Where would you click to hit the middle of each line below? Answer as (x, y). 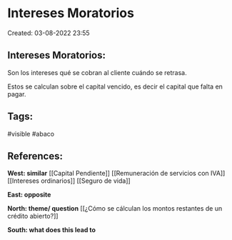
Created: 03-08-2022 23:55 (49, 33)
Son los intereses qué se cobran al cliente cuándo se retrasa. (97, 72)
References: (35, 156)
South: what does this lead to (52, 230)
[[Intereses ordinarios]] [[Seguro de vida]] (69, 181)
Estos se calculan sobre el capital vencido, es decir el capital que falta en (115, 86)
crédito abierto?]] (33, 216)
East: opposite (29, 195)
